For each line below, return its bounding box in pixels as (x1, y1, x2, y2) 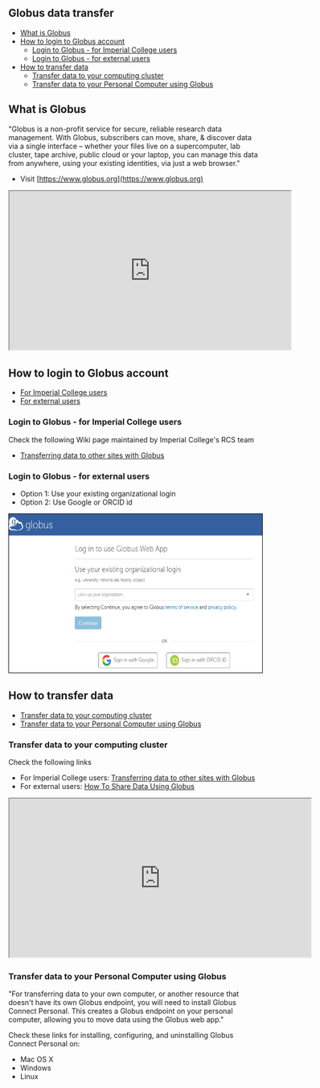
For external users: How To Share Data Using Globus (19, 782, 195, 791)
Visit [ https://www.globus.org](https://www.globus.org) (19, 173, 203, 184)
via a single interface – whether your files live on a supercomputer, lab (8, 141, 241, 151)
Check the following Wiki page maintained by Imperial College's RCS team (8, 434, 255, 444)
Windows (19, 1063, 51, 1073)
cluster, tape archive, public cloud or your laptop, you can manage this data (8, 149, 259, 160)
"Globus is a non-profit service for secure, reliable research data (8, 124, 223, 134)
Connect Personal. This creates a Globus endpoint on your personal (8, 1007, 233, 1016)
